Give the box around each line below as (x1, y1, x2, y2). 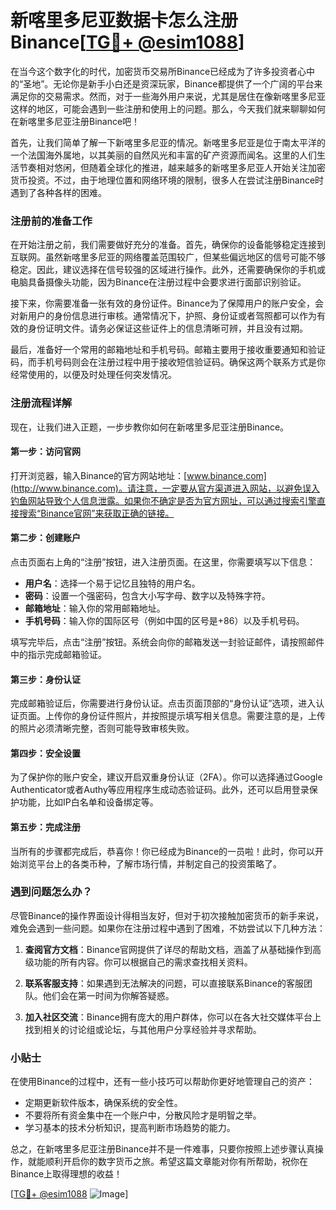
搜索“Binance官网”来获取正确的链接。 (18, 507, 175, 519)
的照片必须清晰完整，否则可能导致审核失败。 (10, 722, 195, 735)
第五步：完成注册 (10, 821, 81, 833)
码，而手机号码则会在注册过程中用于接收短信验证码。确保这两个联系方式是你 (10, 356, 326, 368)
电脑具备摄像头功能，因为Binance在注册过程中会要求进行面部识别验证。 (10, 276, 307, 288)
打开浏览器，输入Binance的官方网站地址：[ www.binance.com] (10, 469, 267, 481)
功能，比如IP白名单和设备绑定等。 (18, 796, 159, 808)
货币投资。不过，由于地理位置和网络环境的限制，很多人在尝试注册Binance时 (10, 174, 325, 186)
